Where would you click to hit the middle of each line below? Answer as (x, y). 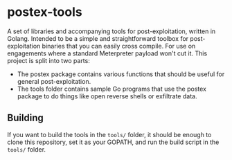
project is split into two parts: (48, 60)
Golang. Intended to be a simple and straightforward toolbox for (98, 38)
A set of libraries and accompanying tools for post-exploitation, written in (111, 31)
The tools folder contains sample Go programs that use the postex (111, 89)
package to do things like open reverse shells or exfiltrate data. (107, 96)
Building (25, 118)
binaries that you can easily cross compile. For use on (119, 46)
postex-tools (45, 12)
